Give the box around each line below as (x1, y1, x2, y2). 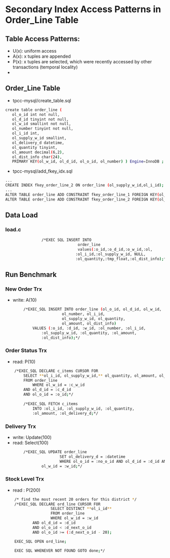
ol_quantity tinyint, (12, 145, 58, 150)
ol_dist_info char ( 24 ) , (12, 154, 62, 160)
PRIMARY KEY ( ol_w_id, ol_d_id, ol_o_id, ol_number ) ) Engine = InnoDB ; (12, 159, 164, 164)
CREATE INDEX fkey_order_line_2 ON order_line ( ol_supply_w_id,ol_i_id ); (5, 183, 164, 188)
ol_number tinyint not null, (12, 126, 73, 131)
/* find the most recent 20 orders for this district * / (14, 497, 137, 502)
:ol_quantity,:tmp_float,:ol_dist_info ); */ (75, 256, 168, 261)
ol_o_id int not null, (12, 112, 60, 117)
